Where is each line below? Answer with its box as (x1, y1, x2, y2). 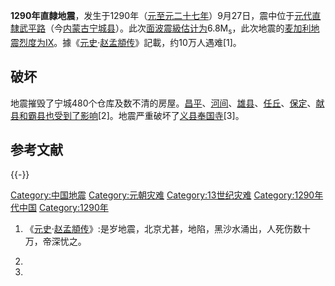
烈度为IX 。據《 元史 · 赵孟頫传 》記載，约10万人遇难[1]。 (18, 36, 242, 48)
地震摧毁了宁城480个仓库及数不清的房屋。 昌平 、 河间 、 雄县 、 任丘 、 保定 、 (10, 97, 317, 109)
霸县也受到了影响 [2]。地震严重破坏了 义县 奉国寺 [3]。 (28, 109, 245, 121)
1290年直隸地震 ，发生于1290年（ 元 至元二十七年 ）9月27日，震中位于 (10, 10, 295, 21)
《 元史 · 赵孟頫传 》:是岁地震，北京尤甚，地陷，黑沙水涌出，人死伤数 (24, 223, 302, 235)
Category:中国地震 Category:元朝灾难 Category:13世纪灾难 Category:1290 (10, 189, 315, 201)
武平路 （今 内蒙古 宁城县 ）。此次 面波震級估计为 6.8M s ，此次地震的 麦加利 (19, 22, 312, 36)
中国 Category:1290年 (18, 202, 109, 214)
